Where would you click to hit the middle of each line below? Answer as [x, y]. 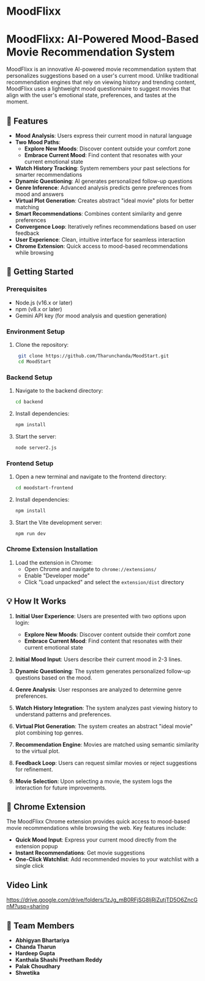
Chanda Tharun [35, 947]
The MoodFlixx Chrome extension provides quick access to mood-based [98, 821]
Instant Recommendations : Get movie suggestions [80, 853]
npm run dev [30, 533]
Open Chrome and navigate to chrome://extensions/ [91, 569]
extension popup [36, 846]
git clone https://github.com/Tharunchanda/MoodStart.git [94, 356]
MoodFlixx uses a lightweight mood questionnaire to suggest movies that [99, 89]
